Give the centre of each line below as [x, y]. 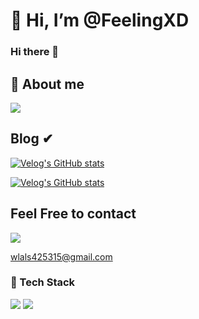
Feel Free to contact [73, 214]
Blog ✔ [32, 139]
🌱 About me [47, 84]
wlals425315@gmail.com [61, 256]
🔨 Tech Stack [43, 282]
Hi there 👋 [35, 52]
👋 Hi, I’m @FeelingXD [100, 20]
